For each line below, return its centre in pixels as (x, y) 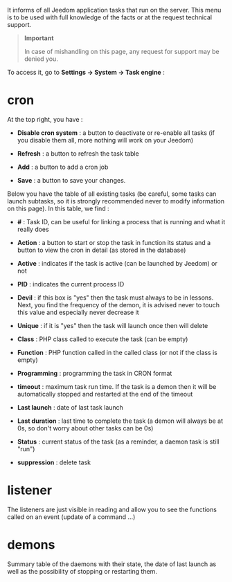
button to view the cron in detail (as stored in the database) (101, 250)
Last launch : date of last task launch (70, 407)
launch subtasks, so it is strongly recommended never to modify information (116, 201)
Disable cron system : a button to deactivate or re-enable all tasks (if (116, 133)
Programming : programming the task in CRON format (95, 373)
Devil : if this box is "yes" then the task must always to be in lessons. (115, 298)
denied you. (41, 59)
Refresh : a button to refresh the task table (78, 153)
